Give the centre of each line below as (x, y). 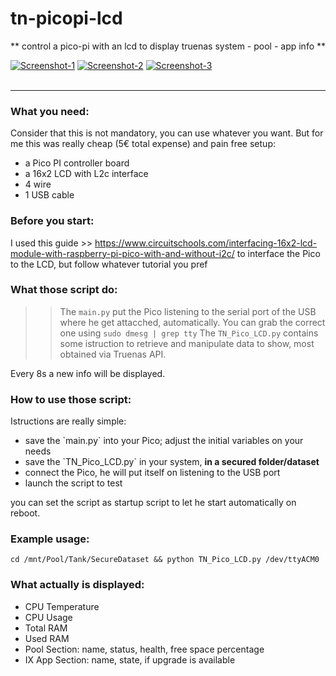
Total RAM (46, 628)
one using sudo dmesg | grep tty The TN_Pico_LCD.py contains (189, 333)
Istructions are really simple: (68, 421)
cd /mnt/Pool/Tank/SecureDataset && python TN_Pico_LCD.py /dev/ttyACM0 (165, 560)
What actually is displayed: (77, 585)
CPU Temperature (62, 606)
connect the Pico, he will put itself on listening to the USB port (152, 473)
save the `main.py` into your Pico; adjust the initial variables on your (164, 441)
